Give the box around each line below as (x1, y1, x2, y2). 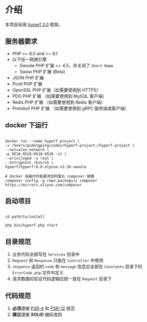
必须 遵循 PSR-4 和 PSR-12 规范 (12, 305, 75, 311)
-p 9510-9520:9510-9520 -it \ (5, 151, 67, 157)
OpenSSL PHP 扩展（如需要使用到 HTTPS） (12, 87, 101, 93)
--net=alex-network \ (5, 147, 49, 152)
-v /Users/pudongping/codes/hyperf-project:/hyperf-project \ (5, 143, 135, 148)
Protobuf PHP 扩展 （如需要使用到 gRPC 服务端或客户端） (12, 105, 129, 111)
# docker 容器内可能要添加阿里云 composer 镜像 (5, 174, 95, 179)
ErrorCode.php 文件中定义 (12, 270, 64, 276)
